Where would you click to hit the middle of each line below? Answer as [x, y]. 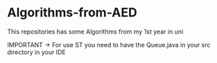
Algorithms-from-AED [72, 13]
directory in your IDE [36, 52]
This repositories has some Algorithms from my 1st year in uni [95, 32]
